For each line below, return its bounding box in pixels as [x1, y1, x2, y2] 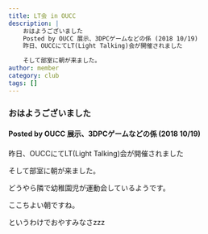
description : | [8, 19, 60, 28]
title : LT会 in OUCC [8, 11, 77, 20]
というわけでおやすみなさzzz [8, 217, 106, 227]
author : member [8, 64, 60, 73]
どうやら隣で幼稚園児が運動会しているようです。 [8, 183, 171, 193]
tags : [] [8, 79, 38, 87]
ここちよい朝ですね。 [8, 200, 79, 210]
